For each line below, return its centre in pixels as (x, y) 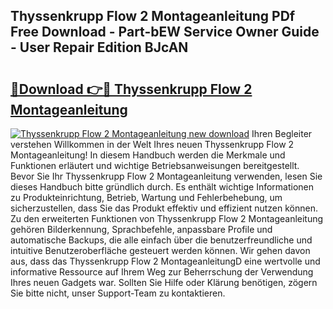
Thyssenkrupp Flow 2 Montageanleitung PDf (153, 16)
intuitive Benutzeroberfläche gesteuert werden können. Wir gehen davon (160, 250)
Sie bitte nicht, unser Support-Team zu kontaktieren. (118, 293)
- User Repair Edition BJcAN (99, 47)
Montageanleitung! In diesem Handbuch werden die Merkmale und (148, 155)
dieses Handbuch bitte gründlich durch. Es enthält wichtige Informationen (162, 187)
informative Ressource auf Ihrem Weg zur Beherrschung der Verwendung (162, 272)
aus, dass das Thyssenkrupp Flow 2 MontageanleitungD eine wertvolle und (165, 261)
